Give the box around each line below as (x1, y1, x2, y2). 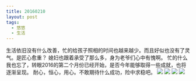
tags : (6, 19, 19, 25)
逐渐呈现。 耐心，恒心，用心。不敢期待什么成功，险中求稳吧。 (6, 69, 156, 76)
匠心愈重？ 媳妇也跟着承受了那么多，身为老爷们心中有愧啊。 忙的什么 (21, 54, 188, 61)
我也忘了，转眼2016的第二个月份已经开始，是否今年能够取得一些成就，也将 (6, 62, 187, 69)
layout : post (6, 14, 38, 20)
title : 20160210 (6, 8, 45, 15)
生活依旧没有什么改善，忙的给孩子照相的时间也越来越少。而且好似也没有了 (6, 47, 185, 54)
